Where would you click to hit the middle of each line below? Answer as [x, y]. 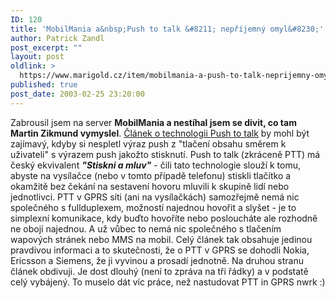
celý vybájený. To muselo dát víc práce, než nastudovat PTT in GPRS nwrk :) [168, 282]
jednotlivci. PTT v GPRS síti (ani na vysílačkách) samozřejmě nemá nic [155, 197]
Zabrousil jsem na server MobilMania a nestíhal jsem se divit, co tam [153, 122]
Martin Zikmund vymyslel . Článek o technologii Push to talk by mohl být [160, 133]
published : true [44, 85]
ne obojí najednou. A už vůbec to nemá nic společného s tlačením [146, 228]
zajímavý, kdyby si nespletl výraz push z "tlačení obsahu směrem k [148, 143]
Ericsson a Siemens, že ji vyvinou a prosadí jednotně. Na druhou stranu [157, 260]
